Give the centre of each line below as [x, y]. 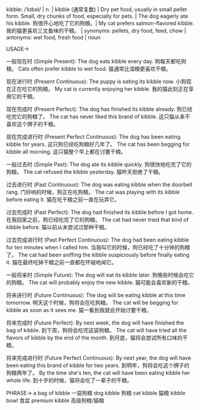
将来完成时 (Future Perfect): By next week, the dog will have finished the [95, 323]
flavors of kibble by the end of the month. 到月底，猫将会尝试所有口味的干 [97, 338]
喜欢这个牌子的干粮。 [32, 124]
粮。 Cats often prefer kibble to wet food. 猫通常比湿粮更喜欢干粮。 [89, 69]
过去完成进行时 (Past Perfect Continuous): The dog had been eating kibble [98, 240]
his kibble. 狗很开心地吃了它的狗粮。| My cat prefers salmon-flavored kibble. [100, 23]
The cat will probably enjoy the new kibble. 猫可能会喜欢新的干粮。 [110, 282]
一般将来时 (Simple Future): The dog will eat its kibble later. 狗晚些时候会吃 [98, 275]
